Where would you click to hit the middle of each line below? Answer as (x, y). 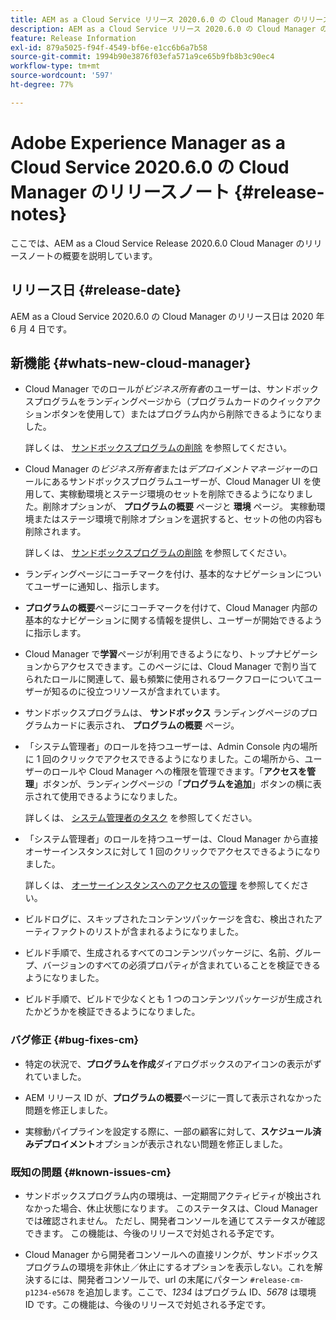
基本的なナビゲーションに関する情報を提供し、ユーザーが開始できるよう (173, 620)
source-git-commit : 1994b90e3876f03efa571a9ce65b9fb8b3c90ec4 (142, 57)
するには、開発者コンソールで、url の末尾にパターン (140, 1279)
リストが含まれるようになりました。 (169, 932)
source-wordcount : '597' (62, 76)
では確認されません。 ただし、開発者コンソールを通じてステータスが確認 (175, 1220)
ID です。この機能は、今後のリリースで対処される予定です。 (148, 1304)
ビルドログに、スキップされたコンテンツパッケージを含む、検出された (169, 919)
